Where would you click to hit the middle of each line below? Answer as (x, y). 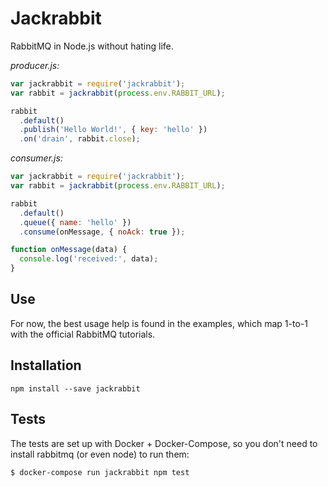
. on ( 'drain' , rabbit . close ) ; (80, 139)
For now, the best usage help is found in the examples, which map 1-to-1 (159, 323)
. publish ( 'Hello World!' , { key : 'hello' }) (113, 130)
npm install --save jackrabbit (75, 388)
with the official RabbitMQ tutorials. (83, 334)
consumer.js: (36, 158)
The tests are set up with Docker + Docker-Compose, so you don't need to (164, 443)
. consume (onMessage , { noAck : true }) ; (102, 232)
